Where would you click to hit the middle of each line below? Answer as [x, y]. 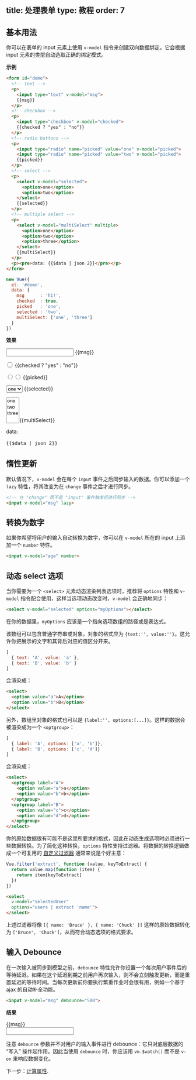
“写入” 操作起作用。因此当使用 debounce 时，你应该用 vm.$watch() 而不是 [93, 1051]
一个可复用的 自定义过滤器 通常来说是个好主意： [69, 853]
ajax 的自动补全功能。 [32, 989]
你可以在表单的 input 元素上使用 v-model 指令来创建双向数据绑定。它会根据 [96, 47]
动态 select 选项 [35, 576]
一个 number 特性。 [33, 545]
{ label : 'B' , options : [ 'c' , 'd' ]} [56, 749]
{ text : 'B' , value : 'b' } [44, 663]
